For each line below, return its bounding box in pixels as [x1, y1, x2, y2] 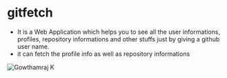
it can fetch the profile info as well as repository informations [17, 50, 190, 58]
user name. [17, 42, 50, 50]
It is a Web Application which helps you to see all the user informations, [17, 28, 221, 36]
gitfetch [7, 5, 53, 21]
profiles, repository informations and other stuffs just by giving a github [17, 35, 220, 43]
